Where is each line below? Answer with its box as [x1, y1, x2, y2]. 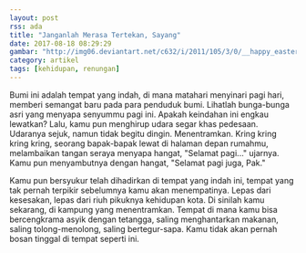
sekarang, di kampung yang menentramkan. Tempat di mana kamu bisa [9, 204, 278, 215]
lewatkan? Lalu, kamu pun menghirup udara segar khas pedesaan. [9, 118, 259, 129]
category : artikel [9, 56, 79, 65]
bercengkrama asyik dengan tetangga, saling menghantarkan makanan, [9, 214, 280, 225]
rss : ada [9, 22, 43, 31]
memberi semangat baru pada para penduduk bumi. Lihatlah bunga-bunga [9, 99, 290, 110]
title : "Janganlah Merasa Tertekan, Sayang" [9, 30, 181, 39]
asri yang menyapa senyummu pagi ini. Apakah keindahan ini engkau [9, 109, 269, 120]
